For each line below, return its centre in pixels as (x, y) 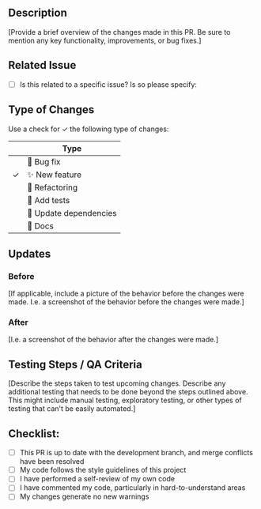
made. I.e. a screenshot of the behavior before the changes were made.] (127, 302)
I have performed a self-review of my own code (97, 479)
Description (38, 13)
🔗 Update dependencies (72, 213)
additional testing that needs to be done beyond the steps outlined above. (128, 392)
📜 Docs (40, 226)
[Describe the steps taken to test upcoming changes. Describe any (117, 383)
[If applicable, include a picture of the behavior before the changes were (126, 294)
